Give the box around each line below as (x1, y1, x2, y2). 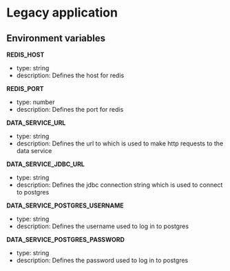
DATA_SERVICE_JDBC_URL (6, 160, 85, 168)
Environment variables (6, 32, 106, 44)
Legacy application (6, 5, 118, 21)
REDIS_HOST (6, 50, 45, 59)
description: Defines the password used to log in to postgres (16, 257, 189, 264)
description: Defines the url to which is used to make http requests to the (16, 139, 224, 148)
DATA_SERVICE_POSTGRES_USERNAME (6, 201, 125, 210)
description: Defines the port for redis (16, 106, 124, 113)
